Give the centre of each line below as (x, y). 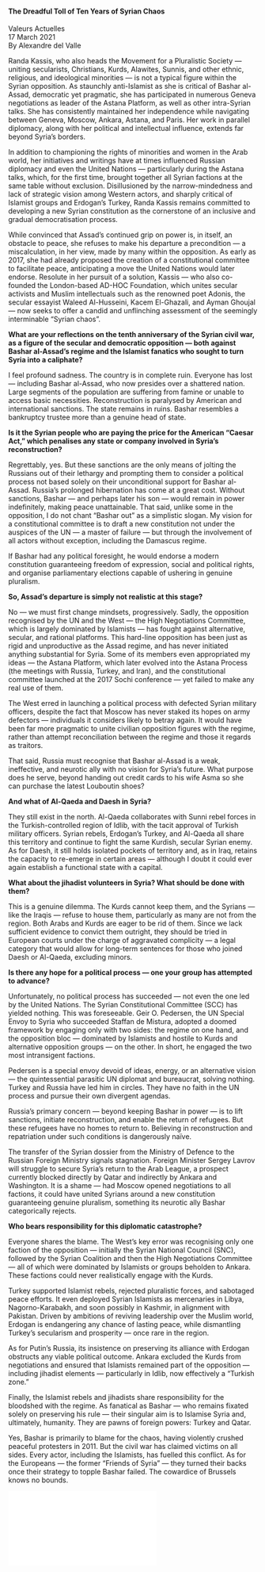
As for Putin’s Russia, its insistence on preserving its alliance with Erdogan (129, 1348)
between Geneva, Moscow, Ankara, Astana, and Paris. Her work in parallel (129, 120)
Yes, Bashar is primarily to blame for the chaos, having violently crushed (126, 1438)
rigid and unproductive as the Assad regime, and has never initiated (118, 646)
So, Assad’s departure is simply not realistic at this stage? (106, 597)
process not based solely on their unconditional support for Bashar (117, 482)
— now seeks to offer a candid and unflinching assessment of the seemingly (133, 311)
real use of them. (36, 688)
